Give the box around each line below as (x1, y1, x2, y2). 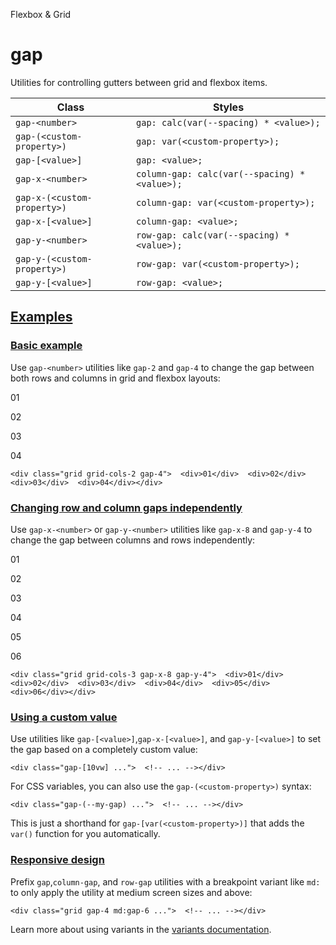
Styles (212, 100, 245, 114)
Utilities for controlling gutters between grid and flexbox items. (10, 76, 268, 88)
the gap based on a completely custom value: (10, 744, 198, 756)
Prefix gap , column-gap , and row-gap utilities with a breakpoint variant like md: (10, 875, 321, 888)
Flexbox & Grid (10, 9, 72, 20)
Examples (10, 309, 73, 326)
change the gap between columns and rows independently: (10, 534, 256, 546)
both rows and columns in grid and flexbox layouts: (10, 372, 221, 384)
